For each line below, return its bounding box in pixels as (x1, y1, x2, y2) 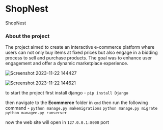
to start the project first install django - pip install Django (5, 90, 128, 96)
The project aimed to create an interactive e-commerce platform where (5, 44, 155, 50)
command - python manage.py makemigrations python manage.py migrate (5, 105, 158, 111)
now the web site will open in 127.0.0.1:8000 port (5, 119, 110, 125)
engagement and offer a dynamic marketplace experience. (5, 60, 128, 67)
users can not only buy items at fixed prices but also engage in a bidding (5, 49, 158, 56)
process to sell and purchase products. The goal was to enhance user (5, 55, 152, 61)
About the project (5, 32, 50, 40)
